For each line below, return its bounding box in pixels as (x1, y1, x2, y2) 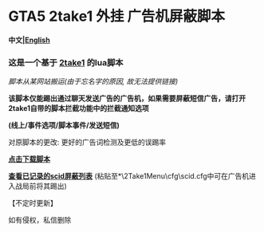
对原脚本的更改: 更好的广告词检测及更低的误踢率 (8, 137, 166, 147)
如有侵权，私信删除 (8, 215, 72, 225)
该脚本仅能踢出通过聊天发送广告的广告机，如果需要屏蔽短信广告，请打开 (8, 93, 246, 104)
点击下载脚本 (8, 155, 50, 164)
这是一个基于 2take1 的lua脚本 (8, 57, 124, 68)
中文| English (8, 35, 50, 45)
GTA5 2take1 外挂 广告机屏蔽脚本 (8, 7, 226, 26)
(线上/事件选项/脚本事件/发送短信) (8, 120, 120, 130)
